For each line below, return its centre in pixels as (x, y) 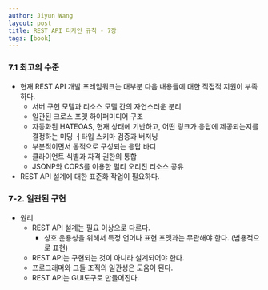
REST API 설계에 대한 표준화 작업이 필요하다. (90, 176)
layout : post (30, 23)
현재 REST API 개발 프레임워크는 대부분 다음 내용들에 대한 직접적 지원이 (131, 86)
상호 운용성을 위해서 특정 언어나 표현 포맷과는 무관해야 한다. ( (139, 237)
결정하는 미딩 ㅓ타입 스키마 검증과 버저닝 (95, 136)
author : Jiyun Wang (41, 16)
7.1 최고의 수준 (34, 67)
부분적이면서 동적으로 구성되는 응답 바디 (94, 146)
